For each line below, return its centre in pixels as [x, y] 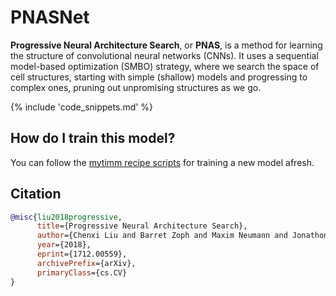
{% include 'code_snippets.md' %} [82, 107]
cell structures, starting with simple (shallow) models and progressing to [159, 77]
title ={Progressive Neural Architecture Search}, [142, 226]
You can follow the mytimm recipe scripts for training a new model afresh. [162, 162]
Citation [36, 194]
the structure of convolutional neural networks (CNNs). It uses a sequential [164, 55]
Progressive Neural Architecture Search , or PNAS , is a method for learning [166, 45]
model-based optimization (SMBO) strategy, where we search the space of [165, 66]
